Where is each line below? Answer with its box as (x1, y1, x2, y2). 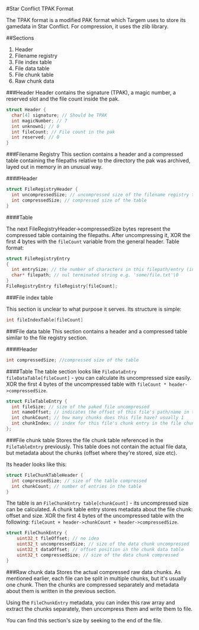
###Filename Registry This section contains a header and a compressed (6, 151, 184, 158)
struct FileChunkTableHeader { (6, 472, 84, 478)
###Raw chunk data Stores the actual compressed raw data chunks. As (6, 568, 181, 575)
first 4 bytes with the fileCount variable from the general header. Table (6, 238, 179, 245)
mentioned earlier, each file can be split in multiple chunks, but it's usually (6, 575, 187, 582)
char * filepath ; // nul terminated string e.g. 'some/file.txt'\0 (11, 272, 179, 278)
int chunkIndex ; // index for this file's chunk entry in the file (11, 420, 182, 427)
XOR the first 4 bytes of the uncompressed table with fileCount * (6, 380, 167, 388)
